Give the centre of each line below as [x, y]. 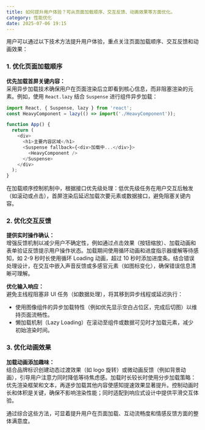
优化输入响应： [25, 287]
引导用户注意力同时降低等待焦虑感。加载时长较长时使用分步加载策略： [108, 377]
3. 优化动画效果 [29, 347]
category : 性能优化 [29, 18]
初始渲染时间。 [34, 330]
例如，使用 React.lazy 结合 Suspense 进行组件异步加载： [87, 96]
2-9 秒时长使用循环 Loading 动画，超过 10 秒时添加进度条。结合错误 [109, 258]
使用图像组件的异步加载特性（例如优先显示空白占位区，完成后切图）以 [103, 307]
